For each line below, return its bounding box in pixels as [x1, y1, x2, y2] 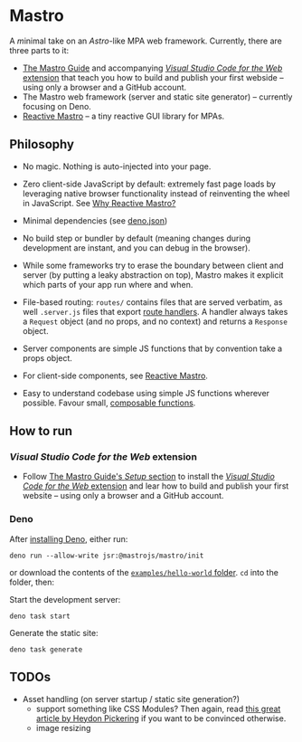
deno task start [9, 612, 71, 621]
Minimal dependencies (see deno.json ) [22, 214, 168, 226]
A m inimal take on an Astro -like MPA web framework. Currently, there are [9, 35, 283, 46]
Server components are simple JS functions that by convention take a [22, 343, 283, 354]
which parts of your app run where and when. [22, 279, 193, 290]
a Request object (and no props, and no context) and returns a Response [22, 316, 288, 327]
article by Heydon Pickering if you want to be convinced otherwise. [35, 712, 287, 724]
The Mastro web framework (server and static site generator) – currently [22, 91, 293, 102]
